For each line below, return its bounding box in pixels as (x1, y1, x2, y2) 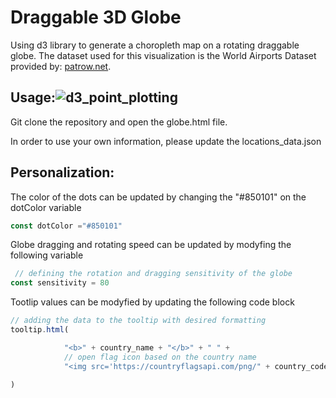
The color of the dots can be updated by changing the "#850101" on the (10, 191, 307, 203)
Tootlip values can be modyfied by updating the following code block (10, 296, 295, 308)
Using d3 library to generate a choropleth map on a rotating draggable (10, 39, 300, 51)
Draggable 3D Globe (10, 6, 182, 29)
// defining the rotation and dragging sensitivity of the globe (14, 269, 293, 279)
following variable (10, 249, 84, 261)
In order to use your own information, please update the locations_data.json (10, 135, 322, 147)
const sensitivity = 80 (10, 278, 110, 288)
